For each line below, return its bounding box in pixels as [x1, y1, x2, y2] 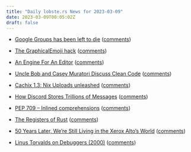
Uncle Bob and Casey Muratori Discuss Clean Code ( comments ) [14, 70, 172, 77]
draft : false [6, 20, 39, 25]
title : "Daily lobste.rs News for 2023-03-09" [6, 8, 123, 15]
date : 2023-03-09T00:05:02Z [6, 14, 76, 20]
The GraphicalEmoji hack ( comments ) [14, 47, 107, 54]
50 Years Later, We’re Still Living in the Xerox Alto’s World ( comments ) [14, 128, 186, 135]
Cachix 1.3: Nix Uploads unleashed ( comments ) [14, 82, 130, 89]
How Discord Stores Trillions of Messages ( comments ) [14, 93, 148, 101]
